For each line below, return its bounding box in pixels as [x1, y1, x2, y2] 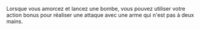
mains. [6, 18, 23, 25]
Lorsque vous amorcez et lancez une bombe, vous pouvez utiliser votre [6, 5, 185, 12]
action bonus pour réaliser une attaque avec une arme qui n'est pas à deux [6, 11, 195, 19]
